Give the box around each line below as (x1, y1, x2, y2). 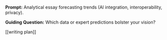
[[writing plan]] (5, 29, 36, 34)
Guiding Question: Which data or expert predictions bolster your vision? (5, 19, 156, 25)
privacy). (5, 9, 24, 15)
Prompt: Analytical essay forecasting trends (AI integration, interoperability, (5, 4, 162, 10)
